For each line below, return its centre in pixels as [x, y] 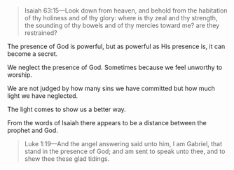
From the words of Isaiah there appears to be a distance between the [107, 123]
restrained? [41, 33]
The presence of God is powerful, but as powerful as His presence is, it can [116, 47]
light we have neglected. [43, 96]
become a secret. [33, 54]
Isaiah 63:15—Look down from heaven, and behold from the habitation [126, 10]
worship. [20, 75]
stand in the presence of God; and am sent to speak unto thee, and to [125, 151]
